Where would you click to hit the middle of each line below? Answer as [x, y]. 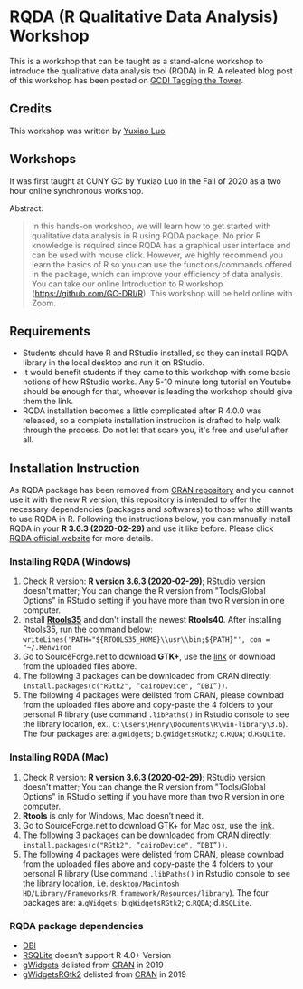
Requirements [50, 331]
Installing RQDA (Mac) [59, 757]
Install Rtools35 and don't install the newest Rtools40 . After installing [152, 620]
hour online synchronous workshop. [76, 190]
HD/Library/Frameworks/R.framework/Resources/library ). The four [146, 892]
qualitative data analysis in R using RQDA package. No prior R [146, 235]
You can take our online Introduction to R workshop [127, 284]
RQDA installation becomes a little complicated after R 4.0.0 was [142, 411]
